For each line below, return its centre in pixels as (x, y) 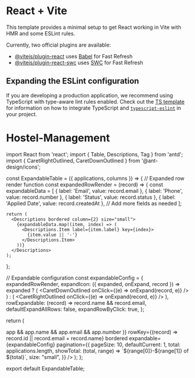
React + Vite (37, 11)
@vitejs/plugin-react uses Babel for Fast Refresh (74, 56)
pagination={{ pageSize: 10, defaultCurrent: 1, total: (118, 344)
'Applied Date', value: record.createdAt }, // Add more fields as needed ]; (94, 203)
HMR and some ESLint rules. (41, 33)
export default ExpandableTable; (46, 368)
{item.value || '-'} (52, 235)
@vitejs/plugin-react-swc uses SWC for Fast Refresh (79, 63)
